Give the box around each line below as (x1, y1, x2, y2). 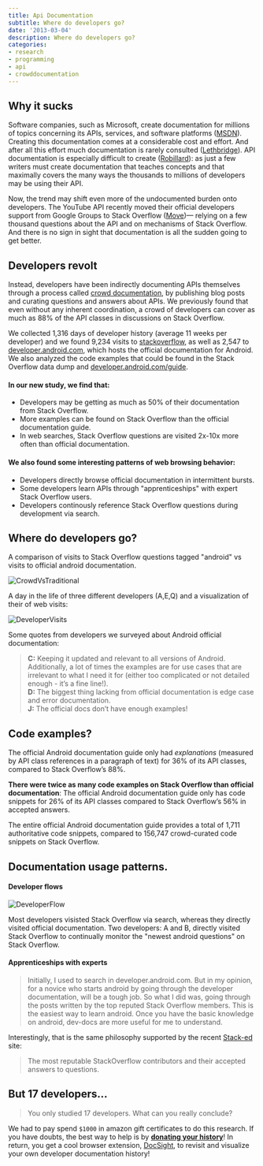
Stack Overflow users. (19, 492, 92, 501)
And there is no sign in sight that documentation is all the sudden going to (8, 228, 247, 237)
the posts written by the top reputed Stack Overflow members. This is (27, 1000, 254, 1010)
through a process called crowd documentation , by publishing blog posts (8, 289, 246, 298)
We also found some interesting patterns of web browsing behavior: (8, 458, 236, 468)
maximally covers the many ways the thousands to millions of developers (8, 170, 246, 180)
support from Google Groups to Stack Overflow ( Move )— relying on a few (8, 210, 248, 221)
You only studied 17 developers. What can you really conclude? (27, 1108, 233, 1118)
